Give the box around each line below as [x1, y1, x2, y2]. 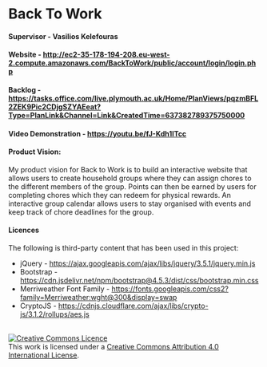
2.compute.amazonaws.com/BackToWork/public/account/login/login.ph [8, 58, 257, 68]
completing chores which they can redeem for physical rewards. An [8, 190, 232, 199]
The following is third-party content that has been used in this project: [8, 243, 239, 252]
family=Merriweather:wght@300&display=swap [19, 292, 177, 302]
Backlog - [8, 85, 42, 94]
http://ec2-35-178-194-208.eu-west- [42, 49, 170, 60]
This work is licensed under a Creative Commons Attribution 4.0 [8, 341, 220, 351]
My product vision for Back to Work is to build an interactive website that [8, 164, 248, 174]
